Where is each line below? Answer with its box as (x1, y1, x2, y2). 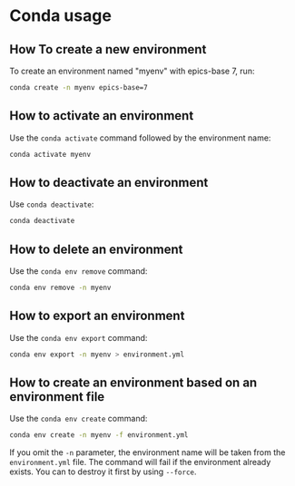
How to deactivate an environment (9, 174, 209, 190)
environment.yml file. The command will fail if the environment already (9, 457, 271, 468)
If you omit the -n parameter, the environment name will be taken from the (9, 447, 286, 458)
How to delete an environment (9, 241, 183, 257)
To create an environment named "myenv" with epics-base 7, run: (9, 65, 255, 76)
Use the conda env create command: (9, 413, 148, 424)
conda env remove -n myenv (9, 283, 112, 293)
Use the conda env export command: (9, 332, 148, 343)
